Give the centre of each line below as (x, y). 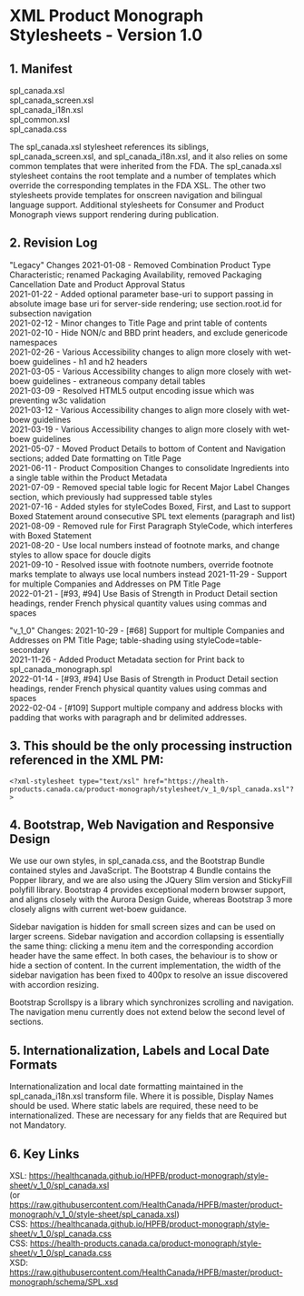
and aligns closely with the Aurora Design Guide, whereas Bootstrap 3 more (151, 899)
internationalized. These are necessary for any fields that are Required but (148, 1116)
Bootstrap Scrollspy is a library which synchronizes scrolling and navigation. (152, 1002)
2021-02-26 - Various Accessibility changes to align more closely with (141, 352)
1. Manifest (41, 69)
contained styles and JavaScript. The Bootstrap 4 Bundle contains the (140, 870)
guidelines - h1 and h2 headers (90, 361)
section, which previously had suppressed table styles (111, 497)
